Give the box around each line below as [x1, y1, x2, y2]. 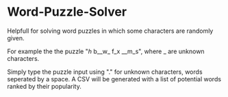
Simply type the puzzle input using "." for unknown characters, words [7, 68, 203, 76]
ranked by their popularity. [7, 82, 82, 90]
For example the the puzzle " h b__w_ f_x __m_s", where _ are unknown [7, 47, 205, 55]
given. [7, 33, 25, 42]
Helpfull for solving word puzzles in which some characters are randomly [7, 27, 214, 35]
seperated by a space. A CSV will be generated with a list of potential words [7, 74, 221, 83]
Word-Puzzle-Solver [7, 4, 127, 20]
